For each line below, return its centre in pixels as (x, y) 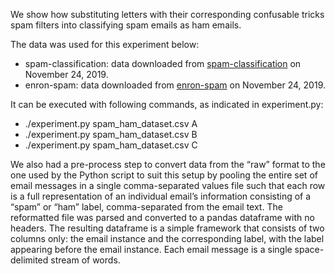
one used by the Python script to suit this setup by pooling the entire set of (164, 175)
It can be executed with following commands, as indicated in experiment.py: (167, 104)
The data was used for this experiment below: (105, 44)
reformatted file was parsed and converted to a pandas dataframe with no (162, 217)
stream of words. (85, 260)
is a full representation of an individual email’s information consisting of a (161, 196)
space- (309, 249)
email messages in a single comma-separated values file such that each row (168, 185)
